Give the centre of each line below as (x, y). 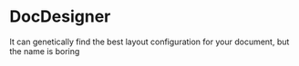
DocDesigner (60, 17)
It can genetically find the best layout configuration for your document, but (149, 42)
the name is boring (45, 51)
